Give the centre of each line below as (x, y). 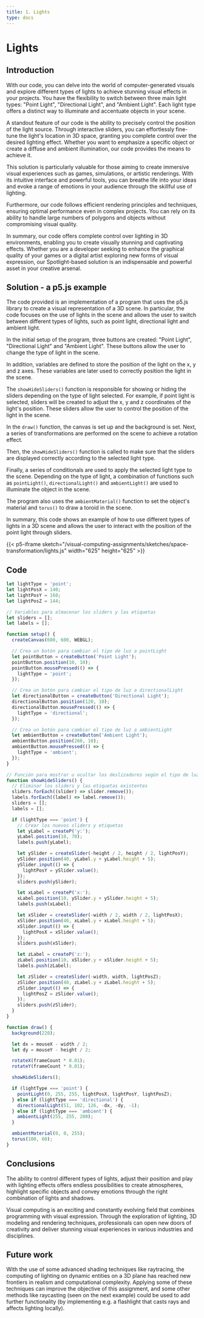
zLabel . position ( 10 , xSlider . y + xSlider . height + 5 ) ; (88, 960)
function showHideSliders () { (45, 780)
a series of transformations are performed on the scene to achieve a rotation (102, 433)
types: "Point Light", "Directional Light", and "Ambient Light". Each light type (101, 104)
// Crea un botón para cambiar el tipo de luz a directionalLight (97, 690)
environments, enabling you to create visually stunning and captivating (95, 242)
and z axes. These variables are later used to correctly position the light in (99, 371)
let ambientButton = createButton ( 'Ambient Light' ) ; (80, 735)
